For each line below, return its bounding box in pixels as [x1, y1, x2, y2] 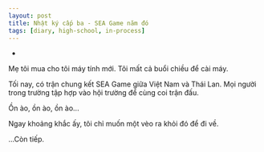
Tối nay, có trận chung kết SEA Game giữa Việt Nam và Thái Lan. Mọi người [8, 79, 257, 89]
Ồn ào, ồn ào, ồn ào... [8, 103, 79, 113]
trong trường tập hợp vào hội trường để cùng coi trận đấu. [8, 88, 199, 98]
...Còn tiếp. [8, 134, 45, 144]
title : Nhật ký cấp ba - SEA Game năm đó [8, 19, 149, 27]
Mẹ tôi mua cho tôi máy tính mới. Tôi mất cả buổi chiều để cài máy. [8, 64, 229, 74]
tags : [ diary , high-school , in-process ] [8, 26, 146, 34]
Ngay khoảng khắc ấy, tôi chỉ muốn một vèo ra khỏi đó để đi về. [8, 119, 219, 129]
